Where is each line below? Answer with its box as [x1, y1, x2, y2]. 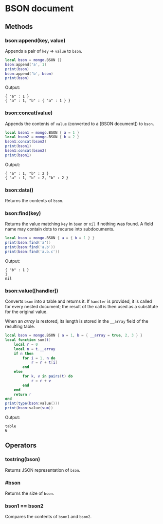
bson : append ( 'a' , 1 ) [5, 62, 47, 67]
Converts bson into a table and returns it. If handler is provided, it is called [5, 298, 152, 304]
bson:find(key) [5, 210, 41, 217]
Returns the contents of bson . [5, 198, 64, 204]
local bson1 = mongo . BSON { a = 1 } [5, 130, 79, 135]
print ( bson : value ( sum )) [5, 406, 54, 411]
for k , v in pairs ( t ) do [22, 374, 73, 379]
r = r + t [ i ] [31, 360, 57, 365]
